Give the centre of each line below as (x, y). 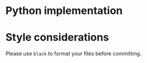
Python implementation (64, 11)
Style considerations (57, 38)
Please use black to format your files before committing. (73, 54)
